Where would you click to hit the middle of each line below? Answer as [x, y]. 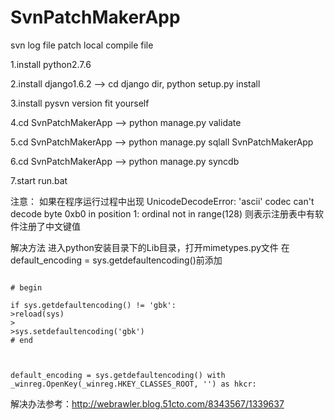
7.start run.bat [39, 180]
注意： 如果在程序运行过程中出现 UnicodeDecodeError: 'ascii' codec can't [162, 201]
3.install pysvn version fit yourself [80, 103]
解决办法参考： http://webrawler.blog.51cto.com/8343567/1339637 [147, 403]
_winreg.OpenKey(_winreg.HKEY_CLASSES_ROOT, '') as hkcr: [133, 384]
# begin [26, 287]
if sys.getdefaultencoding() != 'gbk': [93, 305]
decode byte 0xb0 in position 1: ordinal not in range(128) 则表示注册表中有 [162, 213]
